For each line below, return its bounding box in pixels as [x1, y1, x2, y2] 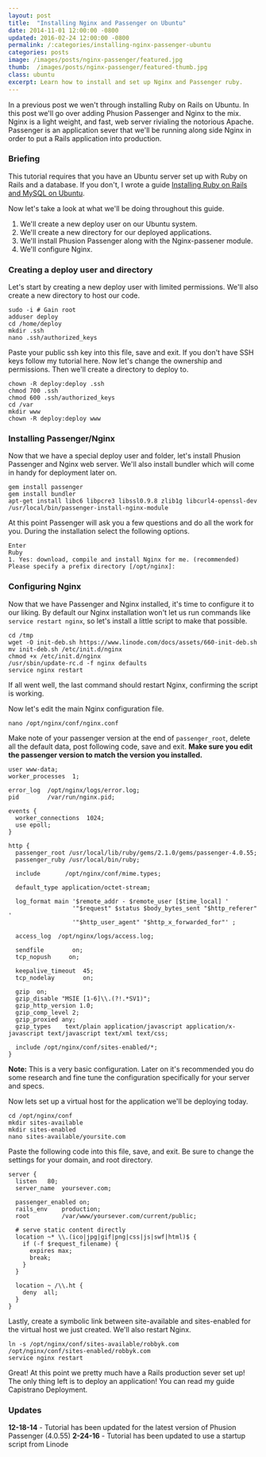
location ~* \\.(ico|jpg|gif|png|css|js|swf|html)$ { [15, 1232, 197, 1241]
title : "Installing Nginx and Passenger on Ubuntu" [8, 19, 187, 27]
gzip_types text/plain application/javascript [15, 1022, 183, 1031]
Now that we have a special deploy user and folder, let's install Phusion [8, 451, 241, 461]
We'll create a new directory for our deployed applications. [19, 227, 212, 237]
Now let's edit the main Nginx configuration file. [8, 703, 164, 713]
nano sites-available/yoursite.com [8, 1132, 126, 1140]
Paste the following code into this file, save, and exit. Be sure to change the [8, 1147, 254, 1156]
